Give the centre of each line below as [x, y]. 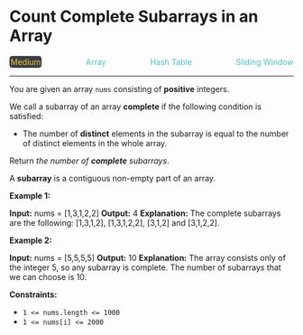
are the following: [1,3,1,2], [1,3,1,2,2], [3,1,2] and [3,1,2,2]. [115, 222]
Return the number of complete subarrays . [89, 161]
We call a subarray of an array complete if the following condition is [135, 107]
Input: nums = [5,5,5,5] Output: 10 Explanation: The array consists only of [148, 257]
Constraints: [33, 294]
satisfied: [26, 116]
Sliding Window [265, 61]
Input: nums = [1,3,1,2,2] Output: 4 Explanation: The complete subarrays [145, 213]
